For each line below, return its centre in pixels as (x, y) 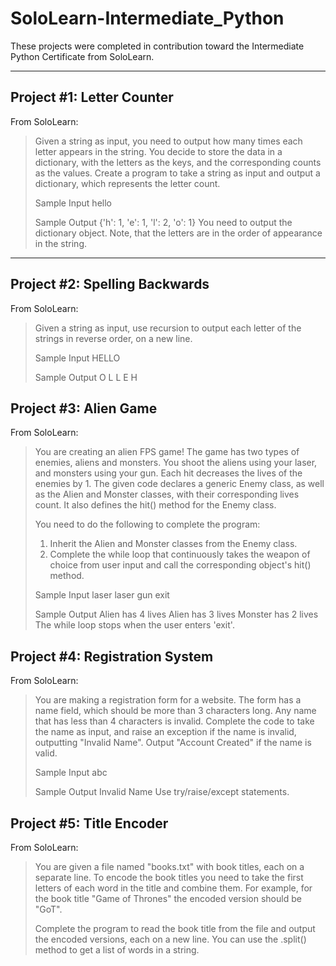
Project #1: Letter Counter (92, 97)
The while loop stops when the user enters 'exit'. (134, 625)
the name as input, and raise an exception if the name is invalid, (165, 732)
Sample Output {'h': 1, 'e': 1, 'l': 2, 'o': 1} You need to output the (163, 222)
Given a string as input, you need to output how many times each (168, 141)
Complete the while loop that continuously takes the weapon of (180, 554)
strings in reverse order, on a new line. (113, 338)
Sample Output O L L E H (86, 377)
